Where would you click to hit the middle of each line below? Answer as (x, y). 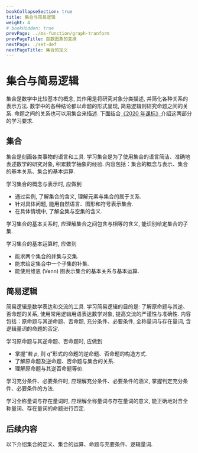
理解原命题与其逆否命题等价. (49, 369)
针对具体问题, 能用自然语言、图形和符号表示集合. (74, 204)
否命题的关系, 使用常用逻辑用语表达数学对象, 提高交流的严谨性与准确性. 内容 (98, 314)
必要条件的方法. (35, 389)
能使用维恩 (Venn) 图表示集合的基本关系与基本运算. (77, 271)
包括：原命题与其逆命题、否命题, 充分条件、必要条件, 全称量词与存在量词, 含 (98, 321)
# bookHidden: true (30, 28)
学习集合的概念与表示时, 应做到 (44, 184)
